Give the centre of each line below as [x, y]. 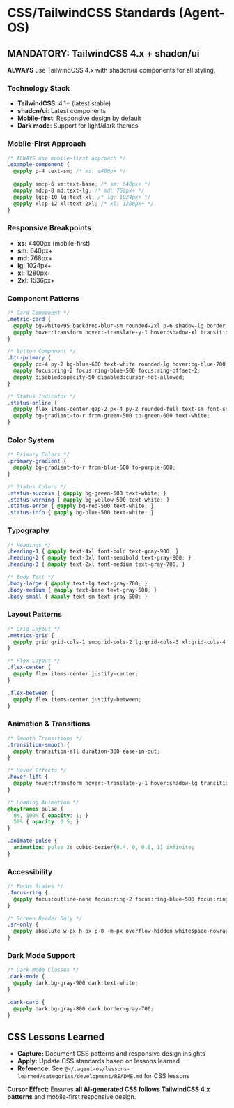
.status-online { [32, 403]
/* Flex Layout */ [34, 661]
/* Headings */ [29, 545]
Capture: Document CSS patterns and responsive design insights [111, 1054]
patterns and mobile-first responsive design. [72, 1097]
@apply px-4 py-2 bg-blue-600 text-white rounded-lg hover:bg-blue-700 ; [121, 364]
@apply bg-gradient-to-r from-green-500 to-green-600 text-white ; [112, 416]
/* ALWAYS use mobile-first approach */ [67, 158]
